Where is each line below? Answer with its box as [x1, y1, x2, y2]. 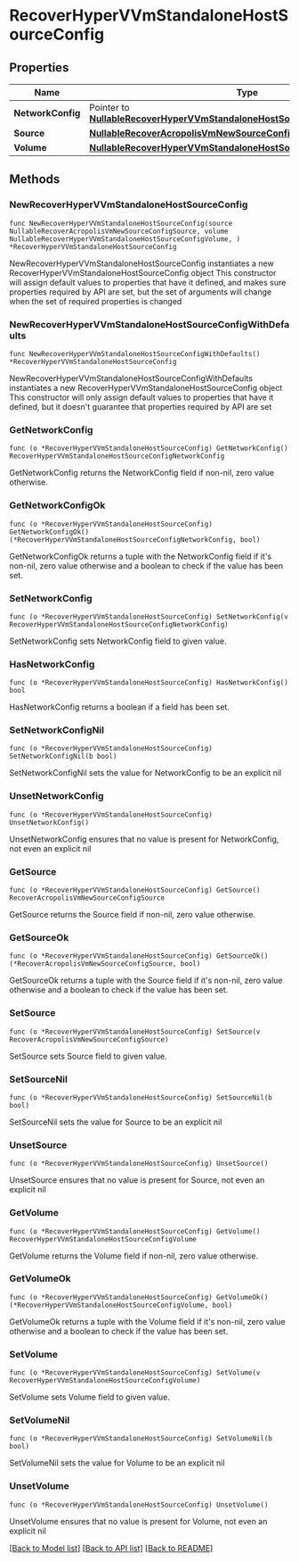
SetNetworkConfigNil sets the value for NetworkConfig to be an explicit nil [9, 768, 282, 778]
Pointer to [88, 102, 131, 113]
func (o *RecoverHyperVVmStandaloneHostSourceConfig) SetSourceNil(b [9, 1093, 273, 1102]
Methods [9, 171, 61, 187]
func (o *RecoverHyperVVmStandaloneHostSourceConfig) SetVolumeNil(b [9, 1434, 273, 1443]
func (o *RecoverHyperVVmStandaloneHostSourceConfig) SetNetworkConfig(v [9, 612, 289, 621]
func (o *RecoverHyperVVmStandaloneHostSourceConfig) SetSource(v [9, 1027, 261, 1036]
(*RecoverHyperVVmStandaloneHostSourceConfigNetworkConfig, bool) [9, 535, 261, 544]
